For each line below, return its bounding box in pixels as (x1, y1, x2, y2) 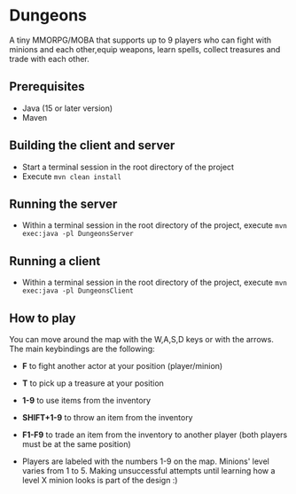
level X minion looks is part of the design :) (21, 475, 178, 485)
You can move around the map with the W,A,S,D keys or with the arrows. (9, 334, 275, 344)
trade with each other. (9, 53, 90, 64)
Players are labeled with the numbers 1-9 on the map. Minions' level (21, 456, 270, 467)
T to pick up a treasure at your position (21, 378, 164, 388)
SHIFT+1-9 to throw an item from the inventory (21, 412, 193, 422)
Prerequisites (9, 79, 85, 94)
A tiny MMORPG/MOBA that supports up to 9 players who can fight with (9, 35, 272, 45)
